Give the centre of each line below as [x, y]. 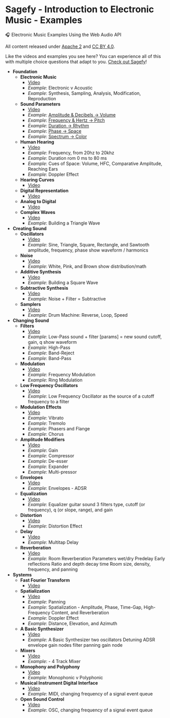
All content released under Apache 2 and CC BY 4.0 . [60, 46]
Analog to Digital [38, 201]
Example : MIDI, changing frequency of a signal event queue [90, 694]
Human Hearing [37, 142]
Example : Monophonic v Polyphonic [65, 677]
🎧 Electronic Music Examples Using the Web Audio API [63, 35]
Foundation [25, 71]
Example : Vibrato [46, 418]
